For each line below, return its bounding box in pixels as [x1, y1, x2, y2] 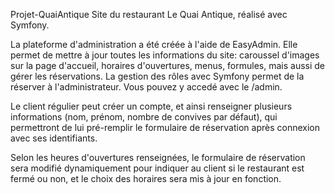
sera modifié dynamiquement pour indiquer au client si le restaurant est [10, 162, 305, 174]
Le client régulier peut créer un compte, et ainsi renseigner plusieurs [10, 100, 293, 112]
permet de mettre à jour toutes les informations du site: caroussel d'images [10, 49, 320, 61]
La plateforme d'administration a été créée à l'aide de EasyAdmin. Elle [10, 39, 298, 50]
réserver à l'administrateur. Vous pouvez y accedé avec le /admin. [10, 81, 283, 93]
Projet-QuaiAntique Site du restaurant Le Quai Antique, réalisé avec [10, 9, 288, 20]
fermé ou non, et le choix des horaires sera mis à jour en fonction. [10, 173, 282, 184]
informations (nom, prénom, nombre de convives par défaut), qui [10, 111, 278, 123]
